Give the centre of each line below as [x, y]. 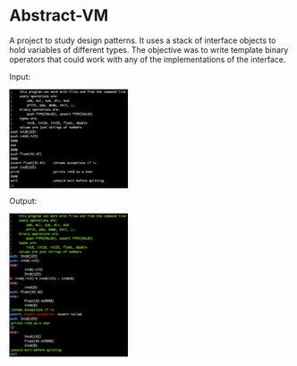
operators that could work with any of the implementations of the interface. [148, 59]
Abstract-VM [59, 16]
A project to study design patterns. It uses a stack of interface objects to [143, 40]
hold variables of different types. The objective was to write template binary [149, 49]
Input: [20, 76]
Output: [23, 200]
